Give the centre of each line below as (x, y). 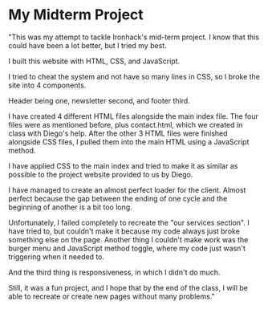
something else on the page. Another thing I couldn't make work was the (128, 239)
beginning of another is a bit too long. (70, 207)
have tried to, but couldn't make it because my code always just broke (124, 231)
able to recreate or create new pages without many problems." (112, 296)
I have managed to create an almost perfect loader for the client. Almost (127, 189)
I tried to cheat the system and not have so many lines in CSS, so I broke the (134, 76)
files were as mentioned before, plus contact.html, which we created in (126, 124)
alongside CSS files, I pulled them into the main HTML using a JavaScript (129, 141)
